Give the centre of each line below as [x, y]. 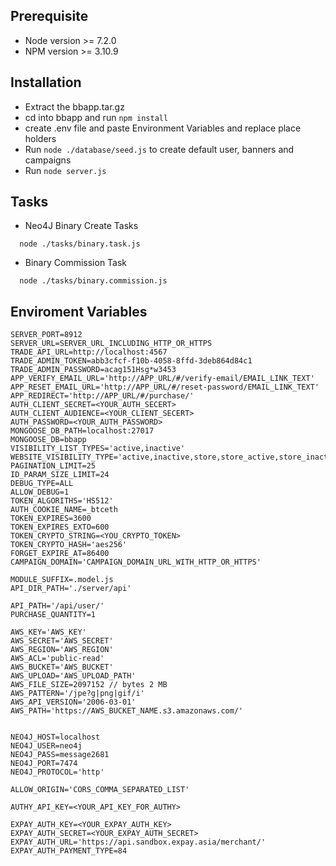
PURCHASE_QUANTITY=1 [53, 615]
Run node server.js [65, 170]
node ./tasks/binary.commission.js [93, 281]
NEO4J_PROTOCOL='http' [57, 772]
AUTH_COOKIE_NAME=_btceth [64, 510]
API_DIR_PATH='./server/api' [71, 589]
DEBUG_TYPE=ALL [42, 484]
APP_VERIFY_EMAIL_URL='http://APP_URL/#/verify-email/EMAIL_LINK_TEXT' [162, 379]
